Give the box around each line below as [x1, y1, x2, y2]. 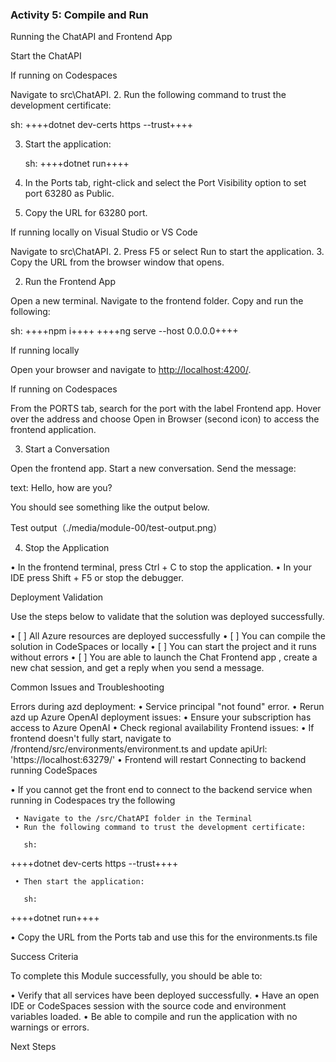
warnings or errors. [10, 1021, 90, 1033]
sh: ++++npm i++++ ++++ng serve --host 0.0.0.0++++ [10, 325, 239, 337]
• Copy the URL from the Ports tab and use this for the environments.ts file [10, 931, 318, 943]
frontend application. [10, 424, 97, 436]
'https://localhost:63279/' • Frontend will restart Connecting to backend [10, 754, 307, 766]
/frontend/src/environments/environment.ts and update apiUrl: [10, 743, 268, 755]
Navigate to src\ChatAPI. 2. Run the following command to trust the [10, 89, 287, 101]
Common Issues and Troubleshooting [10, 681, 165, 693]
